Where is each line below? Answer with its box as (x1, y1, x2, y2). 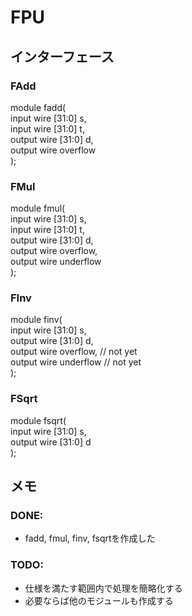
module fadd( (10, 101, 67, 113)
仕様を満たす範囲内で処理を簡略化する (24, 582, 183, 594)
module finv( (10, 314, 63, 326)
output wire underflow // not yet (10, 356, 142, 368)
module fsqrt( (10, 414, 67, 426)
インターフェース (10, 48, 115, 65)
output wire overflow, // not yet (10, 346, 138, 358)
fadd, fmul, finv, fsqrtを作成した (24, 532, 156, 545)
